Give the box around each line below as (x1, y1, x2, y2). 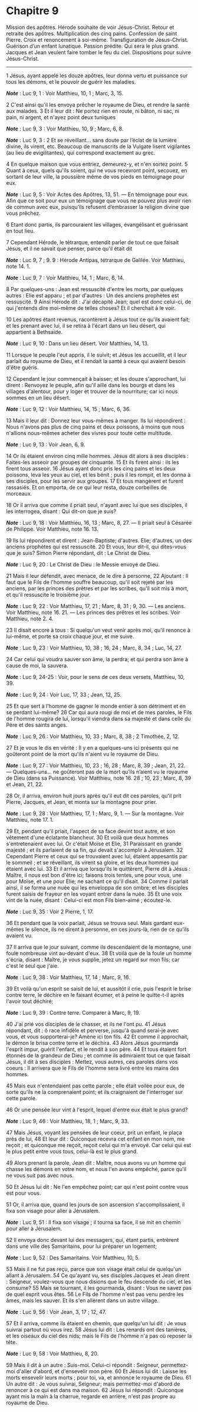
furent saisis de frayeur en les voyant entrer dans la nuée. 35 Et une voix (6, 890, 182, 897)
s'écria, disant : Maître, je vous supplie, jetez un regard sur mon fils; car (6, 956, 180, 963)
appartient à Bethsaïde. (6, 328, 63, 335)
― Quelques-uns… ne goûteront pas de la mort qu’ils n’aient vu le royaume (6, 768, 189, 775)
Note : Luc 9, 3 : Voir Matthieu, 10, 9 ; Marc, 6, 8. (6, 125, 124, 132)
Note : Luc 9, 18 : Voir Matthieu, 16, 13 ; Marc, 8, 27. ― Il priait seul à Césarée (6, 519, 192, 526)
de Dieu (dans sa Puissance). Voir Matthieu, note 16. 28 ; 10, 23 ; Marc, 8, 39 (6, 774, 192, 782)
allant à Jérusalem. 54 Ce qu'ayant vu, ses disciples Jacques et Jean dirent (6, 1272, 190, 1279)
